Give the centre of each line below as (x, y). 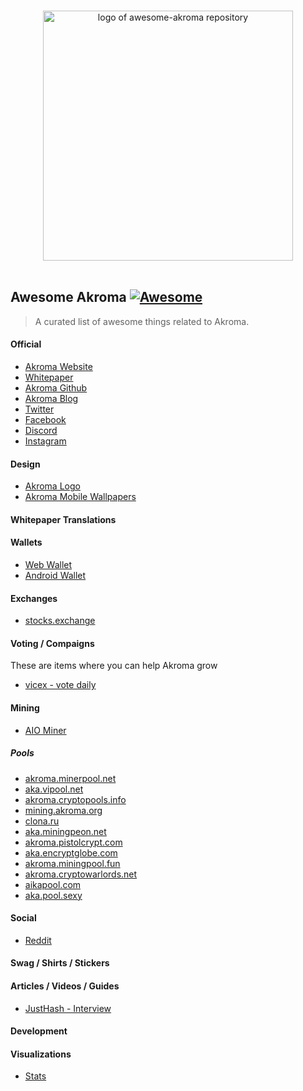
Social (23, 918)
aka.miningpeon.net (65, 831)
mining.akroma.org (63, 810)
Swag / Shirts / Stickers (60, 963)
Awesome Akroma (68, 297)
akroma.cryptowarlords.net (81, 874)
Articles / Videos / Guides (65, 986)
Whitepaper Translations (63, 519)
